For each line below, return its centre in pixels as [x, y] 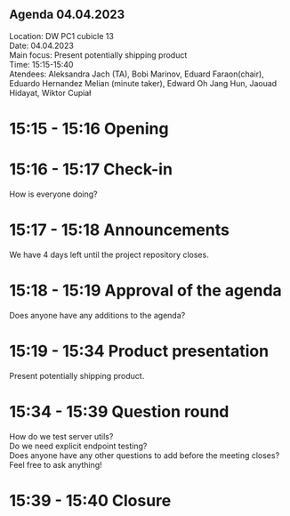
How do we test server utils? [61, 436]
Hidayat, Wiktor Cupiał [50, 93]
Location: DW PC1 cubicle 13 [61, 36]
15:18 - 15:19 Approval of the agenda [145, 290]
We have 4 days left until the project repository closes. [109, 254]
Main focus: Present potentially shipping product [98, 55]
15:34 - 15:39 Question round [119, 411]
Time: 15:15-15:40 [41, 64]
